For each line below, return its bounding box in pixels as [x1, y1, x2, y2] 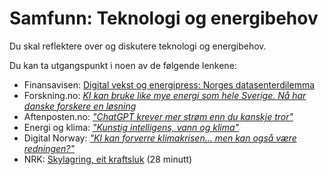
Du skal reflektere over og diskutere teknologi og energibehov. [9, 40, 267, 52]
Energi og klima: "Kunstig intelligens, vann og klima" [23, 121, 240, 133]
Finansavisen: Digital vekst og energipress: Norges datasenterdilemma [23, 78, 316, 91]
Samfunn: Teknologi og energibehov [9, 7, 319, 30]
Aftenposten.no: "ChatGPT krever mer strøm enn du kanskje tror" [23, 110, 294, 122]
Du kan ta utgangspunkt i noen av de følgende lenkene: [9, 59, 237, 71]
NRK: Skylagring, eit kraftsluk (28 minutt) [23, 153, 193, 165]
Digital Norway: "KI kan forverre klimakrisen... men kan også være [23, 132, 297, 144]
